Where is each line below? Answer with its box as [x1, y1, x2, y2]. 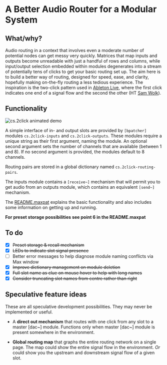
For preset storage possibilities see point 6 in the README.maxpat [5, 214, 146, 220]
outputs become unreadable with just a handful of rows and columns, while [5, 58, 160, 64]
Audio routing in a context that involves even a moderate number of [5, 48, 144, 53]
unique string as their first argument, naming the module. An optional [5, 138, 147, 144]
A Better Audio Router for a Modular [5, 4, 157, 15]
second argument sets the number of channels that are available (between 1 [5, 143, 162, 149]
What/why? [5, 34, 42, 43]
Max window [12, 259, 39, 265]
